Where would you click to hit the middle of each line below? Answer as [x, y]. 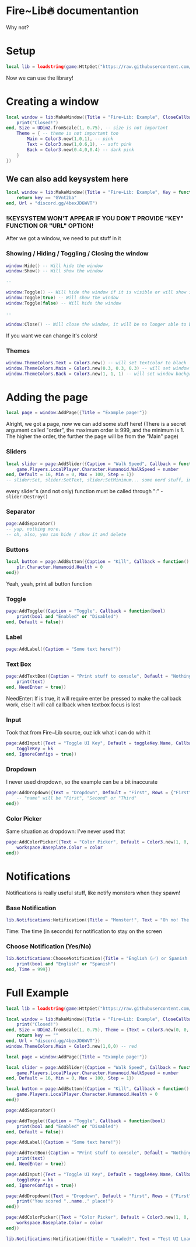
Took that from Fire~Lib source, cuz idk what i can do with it [78, 733]
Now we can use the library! [40, 78]
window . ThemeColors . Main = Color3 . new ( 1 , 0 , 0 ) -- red [71, 1046]
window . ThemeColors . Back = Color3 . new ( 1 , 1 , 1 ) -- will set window [90, 374]
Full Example [37, 993]
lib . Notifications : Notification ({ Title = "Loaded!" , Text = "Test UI [92, 1239]
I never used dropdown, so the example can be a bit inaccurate [82, 782]
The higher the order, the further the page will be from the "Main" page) [92, 436]
